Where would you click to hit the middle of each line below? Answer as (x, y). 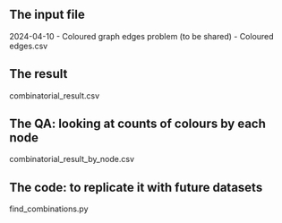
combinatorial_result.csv (55, 95)
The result (38, 74)
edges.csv (29, 46)
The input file (47, 15)
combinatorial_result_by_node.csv (72, 159)
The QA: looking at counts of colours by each (138, 124)
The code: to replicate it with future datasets (136, 187)
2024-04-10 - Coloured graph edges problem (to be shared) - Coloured (142, 36)
